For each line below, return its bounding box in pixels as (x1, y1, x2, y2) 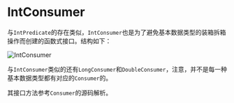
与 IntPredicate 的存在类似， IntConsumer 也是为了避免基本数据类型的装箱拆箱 (7, 28, 226, 36)
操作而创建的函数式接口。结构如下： (7, 36, 112, 45)
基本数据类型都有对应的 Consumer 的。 (7, 74, 112, 82)
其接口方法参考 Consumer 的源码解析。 (7, 88, 112, 97)
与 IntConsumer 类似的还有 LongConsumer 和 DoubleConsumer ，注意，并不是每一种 (7, 65, 227, 73)
